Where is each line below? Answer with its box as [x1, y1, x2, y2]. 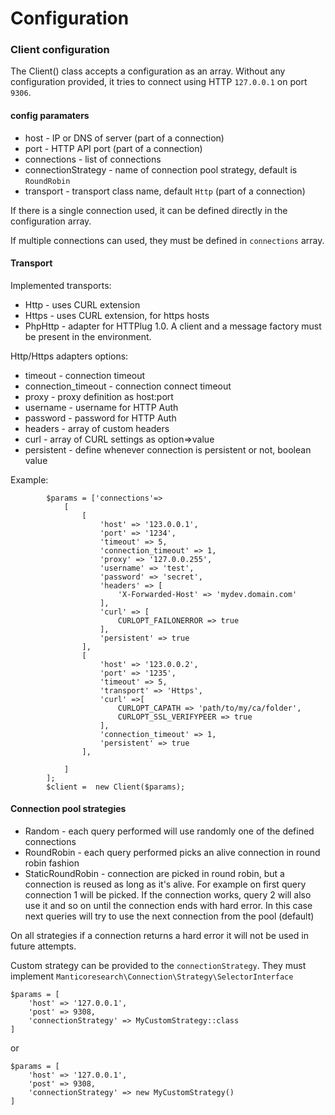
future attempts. [10, 940, 77, 952]
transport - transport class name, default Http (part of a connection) [24, 185, 306, 197]
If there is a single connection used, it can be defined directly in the [10, 204, 288, 216]
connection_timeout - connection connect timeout [24, 380, 232, 392]
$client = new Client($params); [46, 782, 186, 792]
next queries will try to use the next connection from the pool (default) [24, 910, 315, 922]
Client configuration [10, 43, 110, 57]
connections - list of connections [24, 153, 162, 165]
